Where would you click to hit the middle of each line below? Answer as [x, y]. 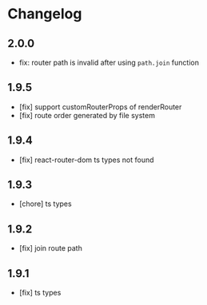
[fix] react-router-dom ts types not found [86, 160]
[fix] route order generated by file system [87, 115]
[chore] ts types [46, 204]
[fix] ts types [40, 293]
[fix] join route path [51, 248]
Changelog [45, 14]
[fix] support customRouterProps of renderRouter [100, 107]
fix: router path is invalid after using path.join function [109, 62]
